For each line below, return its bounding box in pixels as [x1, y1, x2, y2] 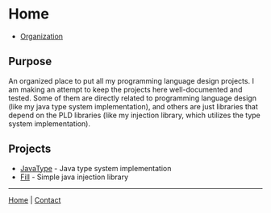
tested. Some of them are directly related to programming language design [8, 93, 256, 103]
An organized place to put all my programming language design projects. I [8, 76, 254, 85]
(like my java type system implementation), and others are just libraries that [8, 101, 258, 111]
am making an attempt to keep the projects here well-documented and [8, 84, 243, 94]
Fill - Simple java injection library [19, 172, 129, 182]
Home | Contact [8, 195, 61, 205]
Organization [19, 31, 63, 41]
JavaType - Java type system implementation [19, 163, 172, 173]
